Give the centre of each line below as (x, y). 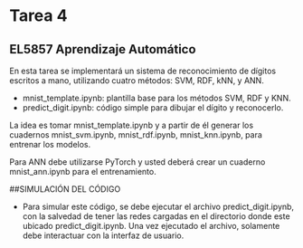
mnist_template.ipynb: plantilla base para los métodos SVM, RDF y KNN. (156, 98)
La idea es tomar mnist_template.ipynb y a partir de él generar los (132, 125)
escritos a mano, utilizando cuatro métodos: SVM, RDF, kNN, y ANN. (137, 81)
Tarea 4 (38, 16)
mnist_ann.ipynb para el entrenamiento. (83, 172)
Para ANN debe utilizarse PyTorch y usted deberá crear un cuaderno (137, 162)
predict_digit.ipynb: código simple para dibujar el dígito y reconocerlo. (153, 108)
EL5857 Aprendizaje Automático (103, 49)
